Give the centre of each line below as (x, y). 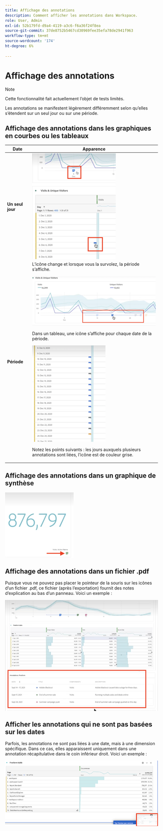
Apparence (94, 149)
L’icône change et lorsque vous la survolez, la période (86, 264)
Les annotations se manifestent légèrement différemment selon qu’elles (76, 108)
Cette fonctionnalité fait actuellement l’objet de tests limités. (65, 98)
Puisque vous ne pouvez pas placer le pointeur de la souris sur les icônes (79, 583)
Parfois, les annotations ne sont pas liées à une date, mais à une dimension (80, 744)
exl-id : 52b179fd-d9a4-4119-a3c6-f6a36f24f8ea (53, 26)
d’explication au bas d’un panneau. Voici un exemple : (59, 593)
